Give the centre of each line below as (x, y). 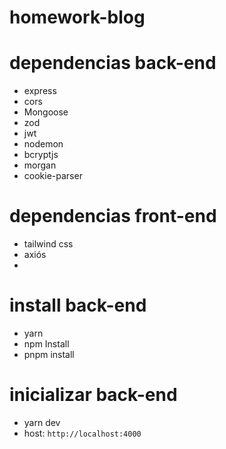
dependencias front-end (113, 216)
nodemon (43, 144)
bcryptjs (41, 155)
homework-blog (77, 17)
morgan (40, 165)
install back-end (78, 305)
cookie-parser (53, 176)
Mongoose (46, 112)
